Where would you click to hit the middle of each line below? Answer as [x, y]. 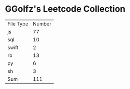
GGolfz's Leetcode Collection [65, 9]
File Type [18, 24]
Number [42, 24]
